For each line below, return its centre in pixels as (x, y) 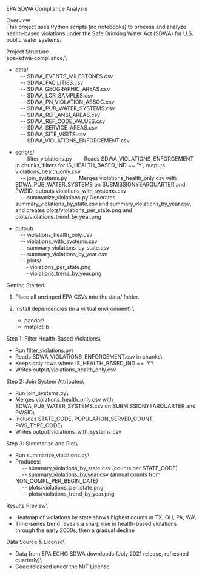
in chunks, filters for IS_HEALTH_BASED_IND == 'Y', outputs (90, 165)
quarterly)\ (29, 560)
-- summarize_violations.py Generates (68, 197)
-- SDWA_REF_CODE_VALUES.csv (63, 121)
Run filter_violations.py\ (44, 350)
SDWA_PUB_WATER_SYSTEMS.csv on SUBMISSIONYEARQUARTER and (105, 406)
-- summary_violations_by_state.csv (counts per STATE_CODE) (100, 468)
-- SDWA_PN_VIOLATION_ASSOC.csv (67, 102)
